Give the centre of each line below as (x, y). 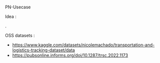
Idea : (11, 16)
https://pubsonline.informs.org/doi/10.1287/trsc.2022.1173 (70, 55)
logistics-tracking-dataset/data (43, 50)
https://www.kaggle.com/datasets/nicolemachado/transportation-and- (83, 45)
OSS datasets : (20, 35)
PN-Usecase (18, 7)
